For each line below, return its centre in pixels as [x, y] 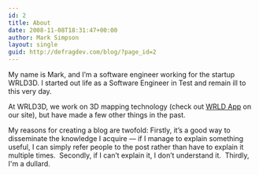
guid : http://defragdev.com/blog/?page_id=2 [82, 52]
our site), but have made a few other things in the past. [97, 115]
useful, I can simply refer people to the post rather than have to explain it [126, 147]
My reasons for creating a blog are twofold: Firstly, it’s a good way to [119, 130]
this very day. [30, 91]
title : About [30, 23]
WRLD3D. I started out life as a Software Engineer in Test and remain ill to [127, 83]
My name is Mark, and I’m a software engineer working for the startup [122, 74]
